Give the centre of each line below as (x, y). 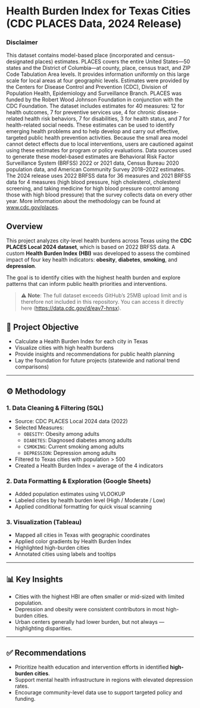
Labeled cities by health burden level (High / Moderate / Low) (90, 500)
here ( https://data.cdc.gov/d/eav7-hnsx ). (71, 308)
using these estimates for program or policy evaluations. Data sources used (99, 150)
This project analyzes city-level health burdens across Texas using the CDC (99, 241)
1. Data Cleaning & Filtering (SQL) (55, 408)
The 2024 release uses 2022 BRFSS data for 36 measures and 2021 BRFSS (99, 176)
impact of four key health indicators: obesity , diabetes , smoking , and (92, 260)
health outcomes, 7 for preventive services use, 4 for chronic (81, 112)
